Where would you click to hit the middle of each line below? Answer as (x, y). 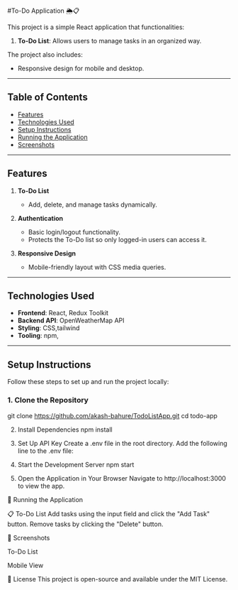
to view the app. (41, 486)
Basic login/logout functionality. (74, 232)
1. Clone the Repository (48, 400)
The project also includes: (45, 55)
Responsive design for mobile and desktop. (81, 68)
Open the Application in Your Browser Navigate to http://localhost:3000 (122, 478)
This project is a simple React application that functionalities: (96, 27)
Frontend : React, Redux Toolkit (63, 313)
